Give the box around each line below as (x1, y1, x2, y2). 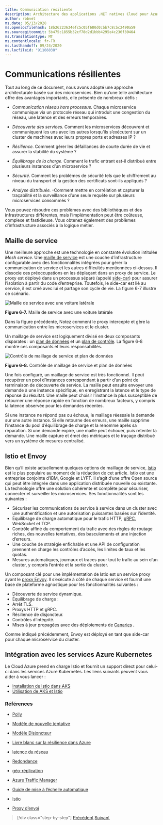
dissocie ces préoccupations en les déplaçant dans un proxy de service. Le (5, 270, 156, 276)
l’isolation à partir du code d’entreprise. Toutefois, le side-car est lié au (5, 280, 147, 286)
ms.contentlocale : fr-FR (5, 39, 55, 44)
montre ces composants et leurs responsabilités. (5, 344, 103, 350)
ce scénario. (5, 291, 30, 296)
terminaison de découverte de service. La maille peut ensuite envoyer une (5, 382, 153, 388)
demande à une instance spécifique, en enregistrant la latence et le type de (5, 388, 156, 393)
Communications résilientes (5, 68, 121, 80)
